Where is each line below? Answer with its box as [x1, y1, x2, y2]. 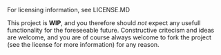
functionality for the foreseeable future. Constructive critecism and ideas [7, 26, 215, 34]
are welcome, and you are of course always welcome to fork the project [7, 33, 212, 41]
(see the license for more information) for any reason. [7, 41, 160, 48]
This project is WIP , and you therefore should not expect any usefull [7, 19, 201, 26]
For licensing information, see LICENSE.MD [7, 6, 130, 14]
